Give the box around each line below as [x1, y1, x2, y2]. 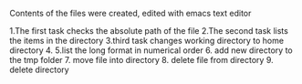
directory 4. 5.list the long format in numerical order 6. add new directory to [9, 45, 294, 56]
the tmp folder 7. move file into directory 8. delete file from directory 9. [9, 55, 274, 65]
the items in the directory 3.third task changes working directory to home [9, 36, 285, 46]
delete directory [9, 64, 70, 75]
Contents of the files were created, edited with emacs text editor [9, 8, 252, 18]
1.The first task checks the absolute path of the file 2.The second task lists [9, 26, 289, 36]
